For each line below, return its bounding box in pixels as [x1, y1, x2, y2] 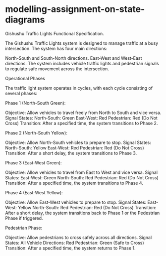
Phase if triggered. [5, 215, 43, 221]
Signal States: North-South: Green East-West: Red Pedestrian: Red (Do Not [5, 115, 158, 121]
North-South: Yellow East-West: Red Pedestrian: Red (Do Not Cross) [5, 144, 145, 150]
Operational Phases [5, 75, 46, 81]
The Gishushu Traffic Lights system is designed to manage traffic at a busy [5, 40, 159, 46]
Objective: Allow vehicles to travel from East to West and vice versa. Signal [5, 169, 158, 175]
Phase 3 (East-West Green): [5, 159, 62, 165]
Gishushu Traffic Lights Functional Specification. [5, 30, 104, 36]
